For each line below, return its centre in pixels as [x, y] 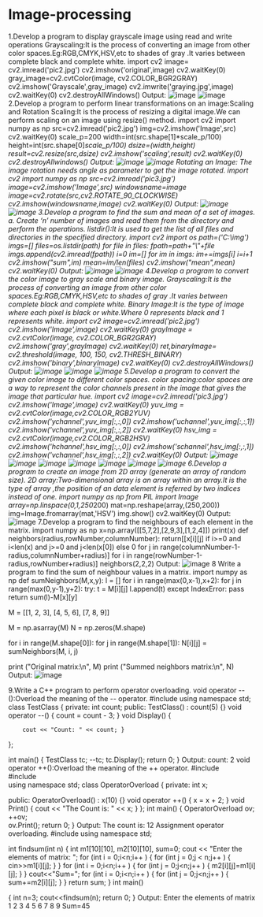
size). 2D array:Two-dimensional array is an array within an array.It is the [128, 480]
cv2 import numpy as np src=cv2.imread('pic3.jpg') [92, 178]
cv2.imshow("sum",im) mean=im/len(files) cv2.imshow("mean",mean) [122, 262]
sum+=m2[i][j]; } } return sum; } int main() [76, 882]
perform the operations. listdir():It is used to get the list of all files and [121, 228]
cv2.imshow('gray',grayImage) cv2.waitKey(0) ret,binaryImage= [113, 346]
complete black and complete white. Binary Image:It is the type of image [126, 304]
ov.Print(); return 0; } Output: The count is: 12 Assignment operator [116, 825]
